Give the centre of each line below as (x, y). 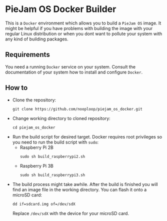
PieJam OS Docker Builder (61, 9)
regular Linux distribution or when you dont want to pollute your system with (84, 33)
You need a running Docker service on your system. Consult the (70, 66)
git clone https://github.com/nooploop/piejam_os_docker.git (77, 109)
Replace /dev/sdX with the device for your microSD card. (70, 213)
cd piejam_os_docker (34, 127)
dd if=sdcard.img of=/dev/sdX (44, 204)
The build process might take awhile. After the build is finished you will (85, 184)
